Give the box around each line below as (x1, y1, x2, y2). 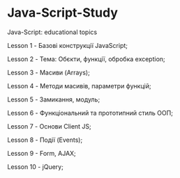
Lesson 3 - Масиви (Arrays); (7, 68, 91, 76)
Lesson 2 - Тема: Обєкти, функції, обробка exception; (7, 54, 165, 63)
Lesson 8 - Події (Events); (7, 136, 83, 144)
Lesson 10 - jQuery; (7, 162, 64, 171)
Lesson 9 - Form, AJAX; (7, 149, 77, 157)
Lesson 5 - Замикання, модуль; (7, 95, 100, 104)
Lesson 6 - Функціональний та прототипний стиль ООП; (7, 108, 173, 117)
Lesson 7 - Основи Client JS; (7, 122, 92, 130)
